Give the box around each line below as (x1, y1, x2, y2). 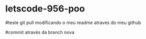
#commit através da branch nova (5, 29, 75, 35)
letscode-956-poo (5, 3, 85, 14)
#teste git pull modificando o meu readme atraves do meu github (5, 19, 141, 25)
